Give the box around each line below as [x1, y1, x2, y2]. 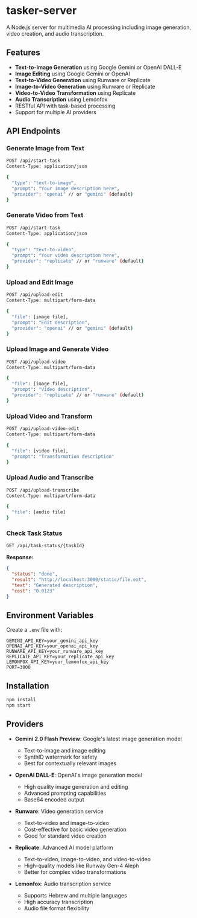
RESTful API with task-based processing [14, 102, 116, 109]
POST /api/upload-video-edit [6, 426, 80, 432]
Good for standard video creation [23, 832, 107, 839]
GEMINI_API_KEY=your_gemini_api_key [6, 638, 98, 644]
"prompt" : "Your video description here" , [11, 252, 120, 258]
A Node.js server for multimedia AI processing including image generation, [6, 24, 192, 31]
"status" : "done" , [11, 571, 58, 577]
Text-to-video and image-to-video [23, 819, 110, 826]
